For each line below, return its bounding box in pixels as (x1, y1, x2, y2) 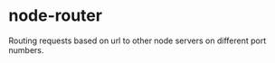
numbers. (8, 44, 44, 55)
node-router (8, 5, 103, 26)
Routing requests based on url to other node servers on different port (8, 35, 267, 46)
